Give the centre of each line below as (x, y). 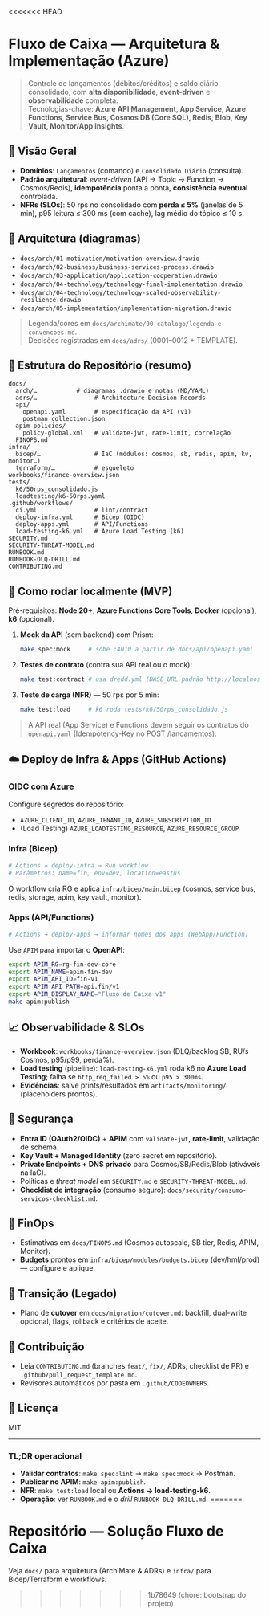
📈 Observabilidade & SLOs (76, 1028)
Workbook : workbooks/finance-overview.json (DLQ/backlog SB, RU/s (134, 1051)
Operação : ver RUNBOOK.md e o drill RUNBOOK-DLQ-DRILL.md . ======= (131, 1499)
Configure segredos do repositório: (66, 804)
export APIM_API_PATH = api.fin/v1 (64, 987)
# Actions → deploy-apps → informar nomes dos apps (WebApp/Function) (128, 934)
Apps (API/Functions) (51, 917)
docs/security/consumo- (207, 1190)
